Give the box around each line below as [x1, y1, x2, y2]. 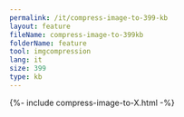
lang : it [9, 55, 43, 64]
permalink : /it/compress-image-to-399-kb [9, 13, 169, 23]
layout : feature [9, 22, 71, 31]
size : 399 [9, 64, 47, 73]
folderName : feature [9, 38, 88, 48]
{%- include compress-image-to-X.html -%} [9, 97, 175, 108]
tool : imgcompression [9, 47, 92, 56]
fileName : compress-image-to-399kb [9, 30, 144, 39]
